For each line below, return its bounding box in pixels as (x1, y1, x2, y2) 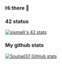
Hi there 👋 (5, 4, 30, 11)
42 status (5, 17, 29, 24)
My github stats (5, 42, 44, 49)
